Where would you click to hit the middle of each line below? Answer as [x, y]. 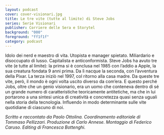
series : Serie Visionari [30, 23]
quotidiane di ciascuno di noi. [35, 107]
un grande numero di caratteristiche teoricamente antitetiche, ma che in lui [80, 91]
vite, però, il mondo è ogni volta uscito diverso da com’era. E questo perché [81, 81]
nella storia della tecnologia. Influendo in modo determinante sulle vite [76, 102]
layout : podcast [22, 10]
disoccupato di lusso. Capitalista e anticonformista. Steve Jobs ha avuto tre [81, 60]
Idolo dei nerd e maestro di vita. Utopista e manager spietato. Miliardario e [80, 55]
